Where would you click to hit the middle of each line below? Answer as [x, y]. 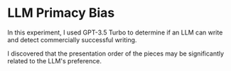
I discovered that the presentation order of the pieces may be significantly [116, 53]
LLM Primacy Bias [61, 13]
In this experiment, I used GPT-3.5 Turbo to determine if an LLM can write [115, 32]
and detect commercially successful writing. [72, 39]
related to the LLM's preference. [54, 60]
